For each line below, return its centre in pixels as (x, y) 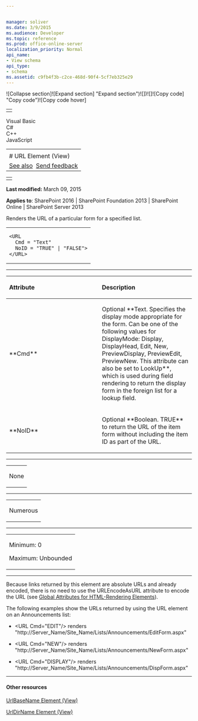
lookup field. (119, 398)
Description (119, 288)
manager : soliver (27, 22)
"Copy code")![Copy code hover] (46, 100)
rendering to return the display (144, 384)
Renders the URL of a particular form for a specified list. (74, 218)
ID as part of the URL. (132, 442)
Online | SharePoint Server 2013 (45, 207)
